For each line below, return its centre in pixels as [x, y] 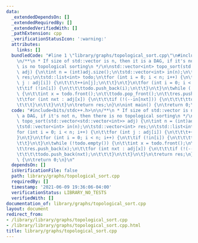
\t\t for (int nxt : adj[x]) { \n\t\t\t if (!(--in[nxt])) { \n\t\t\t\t [103, 99]
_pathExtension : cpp [37, 34]
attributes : [26, 45]
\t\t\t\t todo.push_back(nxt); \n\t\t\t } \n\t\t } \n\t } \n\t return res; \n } [105, 154]
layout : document [27, 209]
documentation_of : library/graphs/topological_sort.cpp [76, 203]
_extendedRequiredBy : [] [42, 22]
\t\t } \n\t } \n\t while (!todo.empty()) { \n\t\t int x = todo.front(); [101, 143]
